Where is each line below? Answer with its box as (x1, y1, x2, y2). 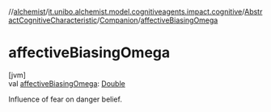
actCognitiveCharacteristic (8, 15, 98, 25)
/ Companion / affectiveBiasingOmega (96, 15, 218, 25)
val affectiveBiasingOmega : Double (8, 78, 125, 88)
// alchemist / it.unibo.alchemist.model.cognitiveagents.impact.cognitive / (8, 7, 245, 16)
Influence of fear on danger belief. (8, 94, 123, 104)
